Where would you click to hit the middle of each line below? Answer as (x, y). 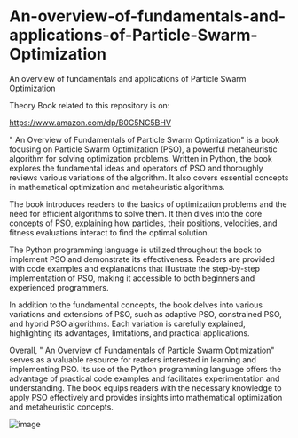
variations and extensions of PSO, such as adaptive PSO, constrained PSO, (145, 314)
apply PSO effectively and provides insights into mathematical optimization (146, 397)
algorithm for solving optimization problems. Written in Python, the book (141, 158)
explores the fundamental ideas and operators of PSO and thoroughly (136, 168)
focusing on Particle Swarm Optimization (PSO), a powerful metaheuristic (143, 149)
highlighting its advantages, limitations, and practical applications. (129, 333)
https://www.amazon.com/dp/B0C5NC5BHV (90, 123)
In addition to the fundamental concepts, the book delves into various (136, 305)
